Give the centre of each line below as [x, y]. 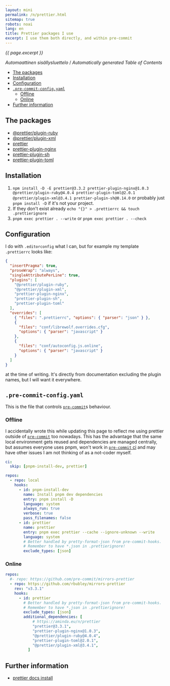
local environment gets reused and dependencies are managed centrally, [81, 442]
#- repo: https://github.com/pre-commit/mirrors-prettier [72, 579]
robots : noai [19, 24]
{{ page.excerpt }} [24, 52]
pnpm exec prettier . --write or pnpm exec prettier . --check [79, 218]
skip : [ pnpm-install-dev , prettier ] [48, 466]
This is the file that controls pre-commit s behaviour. [58, 407]
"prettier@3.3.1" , [52, 627]
